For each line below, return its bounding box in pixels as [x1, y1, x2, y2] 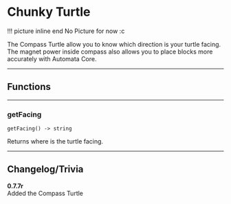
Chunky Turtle [7, 4, 91, 20]
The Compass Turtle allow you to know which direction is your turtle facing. [7, 40, 221, 48]
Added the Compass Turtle [7, 189, 84, 197]
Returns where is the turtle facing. [7, 137, 104, 146]
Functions [7, 81, 52, 93]
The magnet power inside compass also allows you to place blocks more [7, 47, 213, 56]
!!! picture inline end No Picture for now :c [7, 27, 125, 35]
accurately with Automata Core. [7, 54, 97, 63]
